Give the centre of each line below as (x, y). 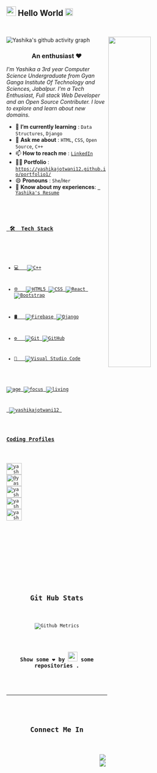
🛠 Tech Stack (31, 228)
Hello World (40, 13)
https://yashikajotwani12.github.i (60, 169)
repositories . (57, 666)
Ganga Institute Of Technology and (51, 82)
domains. (18, 115)
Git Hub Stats (57, 598)
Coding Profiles (31, 439)
